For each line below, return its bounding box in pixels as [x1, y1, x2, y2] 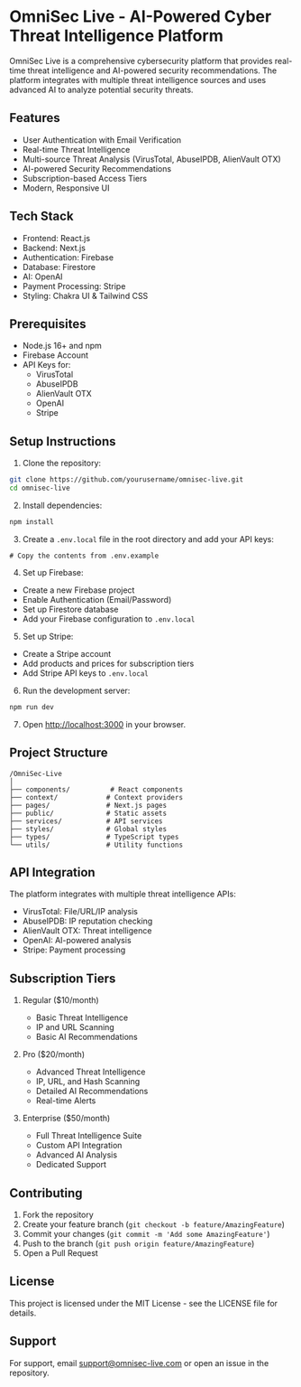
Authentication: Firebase [22, 251, 114, 263]
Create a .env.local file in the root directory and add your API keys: [22, 533, 275, 544]
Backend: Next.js [22, 242, 86, 253]
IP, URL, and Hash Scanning [35, 1076, 141, 1087]
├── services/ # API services [9, 816, 164, 826]
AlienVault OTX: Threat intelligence [22, 925, 152, 936]
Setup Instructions [9, 434, 116, 449]
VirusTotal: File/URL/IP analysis [22, 906, 138, 917]
